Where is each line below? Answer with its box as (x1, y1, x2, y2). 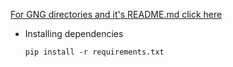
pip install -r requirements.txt (24, 47, 165, 57)
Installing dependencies (24, 28, 124, 39)
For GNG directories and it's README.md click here (10, 9, 223, 20)
